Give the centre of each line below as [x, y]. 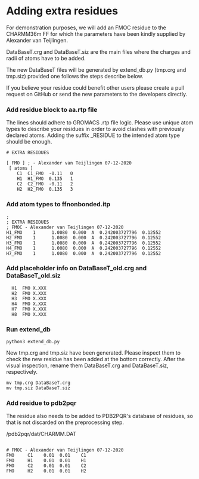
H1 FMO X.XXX [29, 288]
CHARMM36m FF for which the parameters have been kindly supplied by [96, 33]
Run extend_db [28, 329]
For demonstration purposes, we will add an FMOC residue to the [86, 28]
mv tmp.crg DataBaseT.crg [38, 383]
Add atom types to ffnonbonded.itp [58, 205]
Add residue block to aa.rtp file [52, 109]
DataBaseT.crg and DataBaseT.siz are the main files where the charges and [98, 51]
